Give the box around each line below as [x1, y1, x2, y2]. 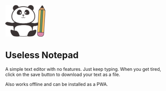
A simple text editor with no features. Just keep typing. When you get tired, [5, 66, 161, 72]
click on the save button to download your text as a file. [5, 71, 121, 77]
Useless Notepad [5, 50, 79, 61]
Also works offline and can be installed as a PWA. [5, 81, 108, 87]
